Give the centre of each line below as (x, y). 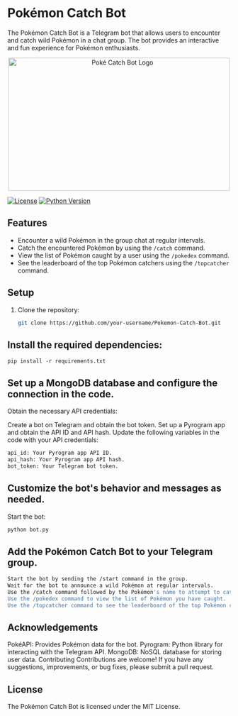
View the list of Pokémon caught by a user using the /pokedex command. (124, 255)
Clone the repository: (49, 309)
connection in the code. (61, 394)
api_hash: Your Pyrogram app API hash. (66, 459)
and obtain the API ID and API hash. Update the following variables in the (113, 433)
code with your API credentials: (53, 440)
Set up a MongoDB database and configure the (113, 383)
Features (27, 223)
